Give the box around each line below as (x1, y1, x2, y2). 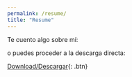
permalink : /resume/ (7, 10, 67, 17)
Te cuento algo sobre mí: (7, 35, 79, 43)
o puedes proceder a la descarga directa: (7, 49, 126, 57)
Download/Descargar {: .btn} (7, 62, 88, 70)
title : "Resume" (7, 16, 54, 23)
